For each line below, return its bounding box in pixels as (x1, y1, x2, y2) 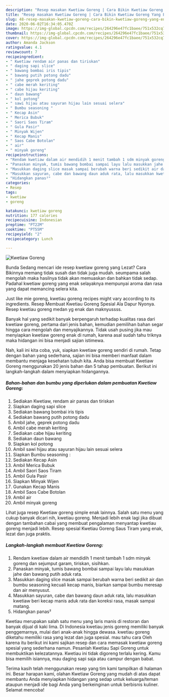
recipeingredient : (6, 54, 44, 59)
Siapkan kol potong (13, 441, 53, 447)
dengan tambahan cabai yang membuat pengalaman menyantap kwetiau (6, 520, 156, 526)
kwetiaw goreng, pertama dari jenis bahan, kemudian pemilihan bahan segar (6, 321, 163, 327)
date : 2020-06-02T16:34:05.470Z (6, 21, 73, 27)
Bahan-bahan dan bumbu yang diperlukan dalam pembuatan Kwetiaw (6, 380, 157, 386)
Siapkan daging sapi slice (13, 403, 66, 409)
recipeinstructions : (6, 152, 49, 158)
